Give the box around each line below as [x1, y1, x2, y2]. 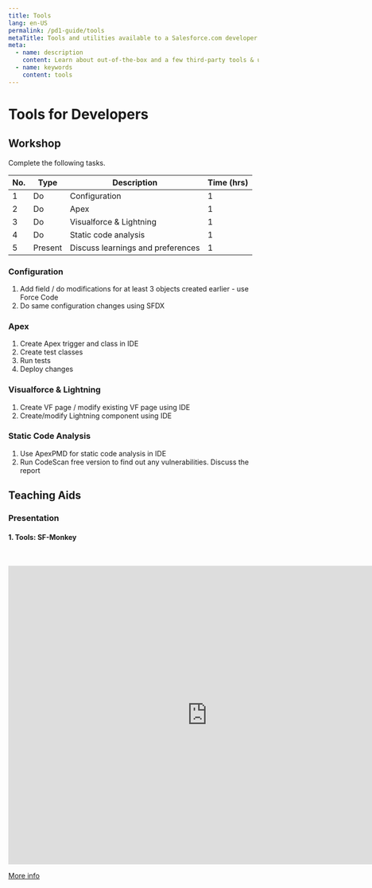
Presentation [8, 513, 60, 524]
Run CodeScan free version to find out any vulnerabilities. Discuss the [19, 457, 250, 467]
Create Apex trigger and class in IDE [19, 339, 139, 349]
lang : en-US [8, 19, 48, 27]
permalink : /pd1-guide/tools [8, 26, 105, 34]
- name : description [15, 49, 83, 57]
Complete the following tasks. [8, 158, 106, 167]
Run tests [19, 356, 52, 366]
